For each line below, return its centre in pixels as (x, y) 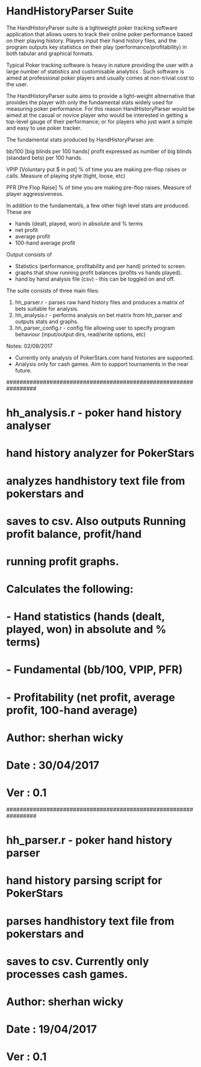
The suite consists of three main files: (53, 290)
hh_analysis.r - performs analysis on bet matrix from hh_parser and (98, 315)
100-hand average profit (45, 243)
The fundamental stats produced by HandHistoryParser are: (80, 139)
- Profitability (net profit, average (91, 697)
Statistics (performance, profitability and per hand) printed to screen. (100, 266)
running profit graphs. (63, 561)
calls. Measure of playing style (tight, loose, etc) (66, 175)
